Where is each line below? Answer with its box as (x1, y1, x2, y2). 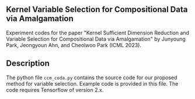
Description (6, 58, 50, 69)
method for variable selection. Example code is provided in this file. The (6, 80, 179, 87)
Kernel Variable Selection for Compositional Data (6, 5, 188, 15)
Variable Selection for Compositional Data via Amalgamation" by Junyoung (6, 35, 186, 43)
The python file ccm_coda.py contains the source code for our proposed (6, 74, 177, 81)
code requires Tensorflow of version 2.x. (6, 86, 104, 93)
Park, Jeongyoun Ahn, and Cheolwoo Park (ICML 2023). (6, 41, 142, 48)
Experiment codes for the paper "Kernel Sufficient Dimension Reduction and (6, 29, 190, 36)
